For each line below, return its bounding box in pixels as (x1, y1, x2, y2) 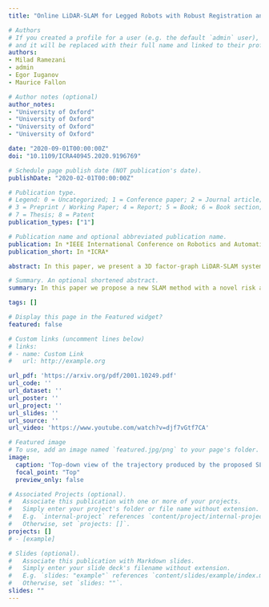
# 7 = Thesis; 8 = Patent (8, 211, 94, 219)
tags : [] (8, 298, 38, 307)
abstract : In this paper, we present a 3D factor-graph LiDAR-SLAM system (8, 262, 263, 270)
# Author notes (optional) (8, 93, 98, 101)
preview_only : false (15, 475, 84, 484)
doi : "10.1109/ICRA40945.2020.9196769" (8, 152, 142, 160)
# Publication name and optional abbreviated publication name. (8, 233, 227, 241)
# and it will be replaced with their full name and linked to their (8, 41, 246, 49)
